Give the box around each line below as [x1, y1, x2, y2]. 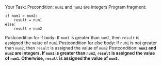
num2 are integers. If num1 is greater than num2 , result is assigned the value [5, 50, 155, 56]
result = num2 [14, 26, 42, 31]
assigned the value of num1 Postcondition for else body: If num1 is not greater [5, 40, 157, 46]
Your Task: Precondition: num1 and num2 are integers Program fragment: [5, 4, 146, 10]
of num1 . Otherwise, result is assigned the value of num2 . [5, 55, 119, 61]
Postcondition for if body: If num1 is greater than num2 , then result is [5, 35, 140, 40]
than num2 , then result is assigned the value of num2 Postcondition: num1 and [5, 45, 157, 50]
